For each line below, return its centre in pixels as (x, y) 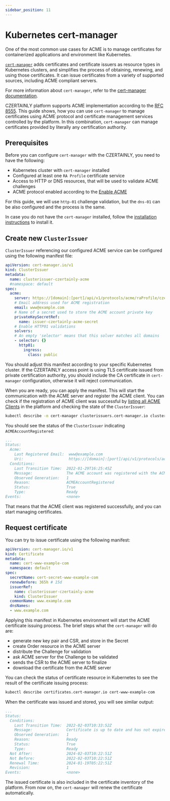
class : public (42, 355)
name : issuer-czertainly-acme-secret (58, 322)
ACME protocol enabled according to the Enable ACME (70, 192)
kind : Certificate (25, 554)
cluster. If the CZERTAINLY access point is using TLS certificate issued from (84, 370)
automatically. (20, 793)
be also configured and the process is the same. (56, 207)
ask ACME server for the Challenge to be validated (65, 657)
